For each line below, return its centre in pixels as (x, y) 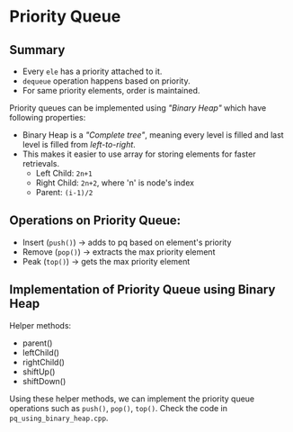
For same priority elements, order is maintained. (111, 90)
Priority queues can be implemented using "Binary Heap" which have (138, 108)
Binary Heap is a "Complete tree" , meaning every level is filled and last (153, 135)
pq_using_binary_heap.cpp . (59, 418)
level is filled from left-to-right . (79, 144)
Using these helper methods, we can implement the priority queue (132, 399)
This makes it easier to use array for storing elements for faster (139, 154)
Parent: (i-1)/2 (64, 192)
